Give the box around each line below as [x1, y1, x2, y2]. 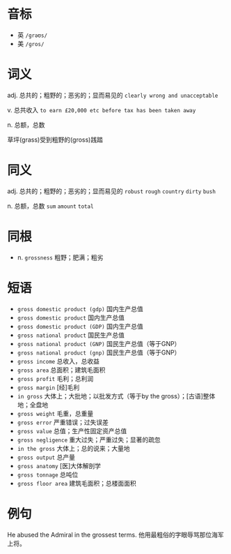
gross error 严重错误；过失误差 [17, 418, 109, 426]
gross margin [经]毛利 [17, 383, 80, 391]
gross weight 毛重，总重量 [17, 409, 94, 417]
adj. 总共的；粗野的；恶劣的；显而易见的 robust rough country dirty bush [7, 186, 216, 195]
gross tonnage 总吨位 [17, 470, 79, 479]
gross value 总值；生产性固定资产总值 [17, 426, 127, 435]
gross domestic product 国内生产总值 [17, 313, 125, 322]
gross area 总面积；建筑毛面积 [17, 366, 106, 374]
